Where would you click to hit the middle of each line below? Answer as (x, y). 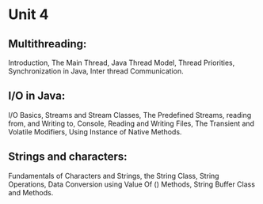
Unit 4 (29, 15)
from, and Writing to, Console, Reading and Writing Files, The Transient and (131, 123)
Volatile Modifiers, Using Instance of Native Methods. (95, 131)
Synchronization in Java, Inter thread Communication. (96, 71)
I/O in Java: (37, 96)
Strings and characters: (68, 157)
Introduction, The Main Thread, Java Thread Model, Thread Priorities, (122, 62)
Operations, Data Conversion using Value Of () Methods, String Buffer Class (132, 184)
